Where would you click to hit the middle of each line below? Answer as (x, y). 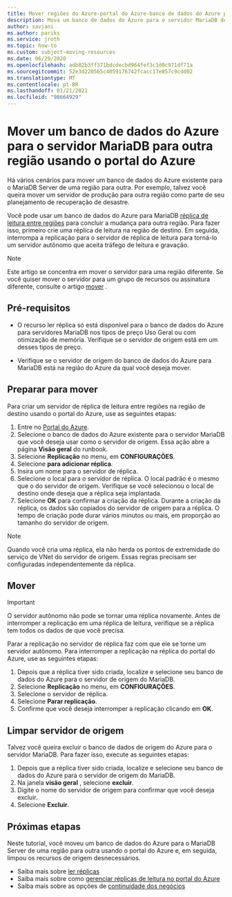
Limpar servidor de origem (66, 731)
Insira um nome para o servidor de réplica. (77, 471)
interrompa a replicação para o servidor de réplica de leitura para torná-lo (112, 237)
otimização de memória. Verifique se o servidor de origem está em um (117, 339)
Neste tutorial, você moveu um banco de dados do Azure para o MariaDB (111, 843)
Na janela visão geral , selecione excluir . (76, 783)
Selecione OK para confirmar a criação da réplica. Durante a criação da (119, 500)
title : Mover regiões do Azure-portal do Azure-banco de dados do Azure (114, 13)
